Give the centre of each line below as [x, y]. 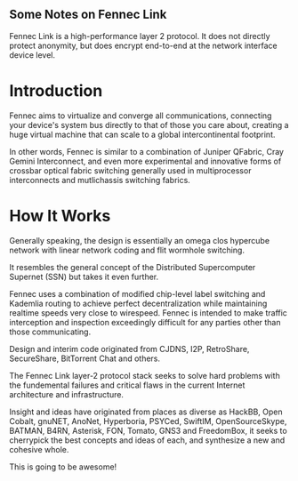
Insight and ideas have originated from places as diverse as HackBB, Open [146, 412]
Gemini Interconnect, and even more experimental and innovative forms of [145, 161]
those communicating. [50, 332]
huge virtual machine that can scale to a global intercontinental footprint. [142, 134]
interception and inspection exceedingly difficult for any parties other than [145, 322]
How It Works [60, 216]
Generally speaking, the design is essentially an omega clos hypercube [139, 240]
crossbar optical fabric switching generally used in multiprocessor [130, 170]
